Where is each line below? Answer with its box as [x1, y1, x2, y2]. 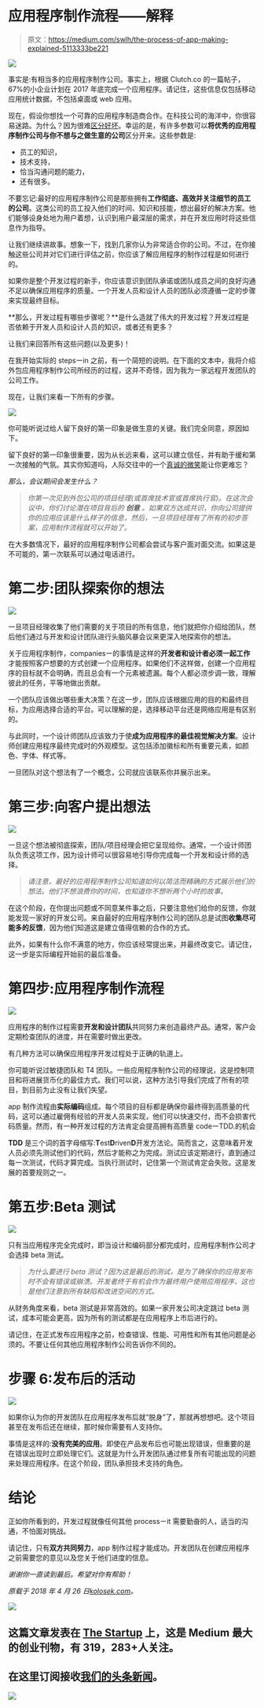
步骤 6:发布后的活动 [8, 1370, 136, 1388]
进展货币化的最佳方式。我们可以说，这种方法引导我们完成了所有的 [28, 1075, 242, 1084]
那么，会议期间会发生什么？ [8, 477, 98, 486]
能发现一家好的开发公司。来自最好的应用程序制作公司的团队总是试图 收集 [8, 913, 242, 922]
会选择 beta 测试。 [8, 1250, 68, 1259]
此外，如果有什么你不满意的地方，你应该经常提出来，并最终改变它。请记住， [8, 939, 256, 948]
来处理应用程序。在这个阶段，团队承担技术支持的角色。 [8, 1458, 187, 1467]
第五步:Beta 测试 [8, 1198, 115, 1216]
